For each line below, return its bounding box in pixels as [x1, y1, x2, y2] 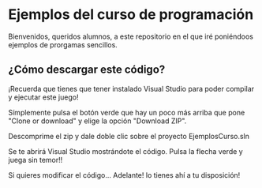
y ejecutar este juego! [8, 92, 79, 102]
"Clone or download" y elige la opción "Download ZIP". [8, 116, 187, 126]
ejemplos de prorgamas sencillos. [8, 39, 118, 49]
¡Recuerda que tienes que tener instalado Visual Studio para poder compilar [8, 84, 255, 93]
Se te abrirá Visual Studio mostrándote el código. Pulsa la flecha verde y [8, 146, 243, 156]
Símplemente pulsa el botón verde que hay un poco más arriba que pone [8, 107, 245, 117]
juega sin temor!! [8, 155, 63, 164]
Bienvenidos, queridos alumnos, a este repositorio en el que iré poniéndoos [8, 32, 254, 41]
